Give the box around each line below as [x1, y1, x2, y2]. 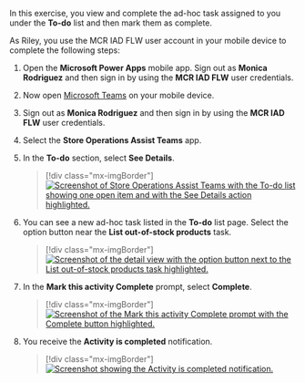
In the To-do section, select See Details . [22, 152, 175, 163]
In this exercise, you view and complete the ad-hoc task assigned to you [9, 8, 281, 18]
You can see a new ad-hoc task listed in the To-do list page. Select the [22, 217, 289, 227]
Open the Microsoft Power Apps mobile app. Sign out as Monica [22, 63, 268, 73]
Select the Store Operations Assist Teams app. [22, 135, 202, 145]
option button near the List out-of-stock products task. [22, 227, 232, 237]
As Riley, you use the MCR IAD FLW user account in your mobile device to [9, 36, 287, 46]
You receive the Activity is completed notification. [22, 336, 213, 347]
